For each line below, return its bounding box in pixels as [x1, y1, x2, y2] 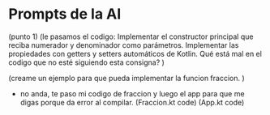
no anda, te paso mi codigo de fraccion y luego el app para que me [19, 88, 245, 98]
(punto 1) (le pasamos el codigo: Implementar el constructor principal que [8, 32, 254, 41]
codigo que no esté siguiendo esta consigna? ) [8, 57, 165, 67]
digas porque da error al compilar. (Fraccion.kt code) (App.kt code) [19, 97, 245, 107]
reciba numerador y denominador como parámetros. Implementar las [8, 40, 239, 49]
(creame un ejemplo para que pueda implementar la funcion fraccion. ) [8, 73, 245, 83]
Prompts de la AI [8, 5, 122, 23]
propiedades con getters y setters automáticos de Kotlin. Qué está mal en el [8, 49, 262, 58]
